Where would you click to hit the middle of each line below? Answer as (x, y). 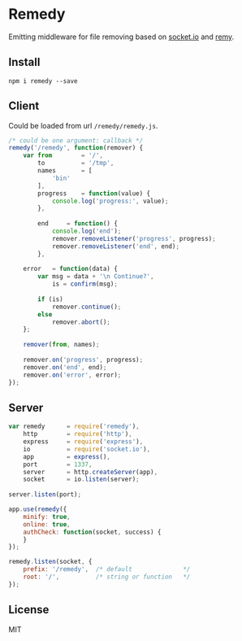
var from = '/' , (63, 155)
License (29, 610)
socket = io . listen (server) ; (81, 480)
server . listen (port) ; (45, 495)
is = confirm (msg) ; (84, 284)
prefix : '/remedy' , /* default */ (107, 569)
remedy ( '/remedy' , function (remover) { (76, 148)
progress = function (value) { (94, 193)
